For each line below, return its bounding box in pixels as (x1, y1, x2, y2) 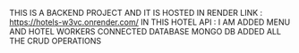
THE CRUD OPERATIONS (9, 35, 102, 46)
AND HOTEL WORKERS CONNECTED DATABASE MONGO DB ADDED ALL (9, 26, 282, 36)
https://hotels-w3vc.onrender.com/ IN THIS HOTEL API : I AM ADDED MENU (9, 17, 291, 27)
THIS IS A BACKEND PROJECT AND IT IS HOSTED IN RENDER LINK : (9, 8, 263, 18)
